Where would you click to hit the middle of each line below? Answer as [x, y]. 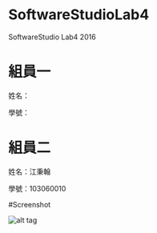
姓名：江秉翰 [29, 171]
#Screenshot [30, 204]
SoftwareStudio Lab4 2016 [52, 37]
